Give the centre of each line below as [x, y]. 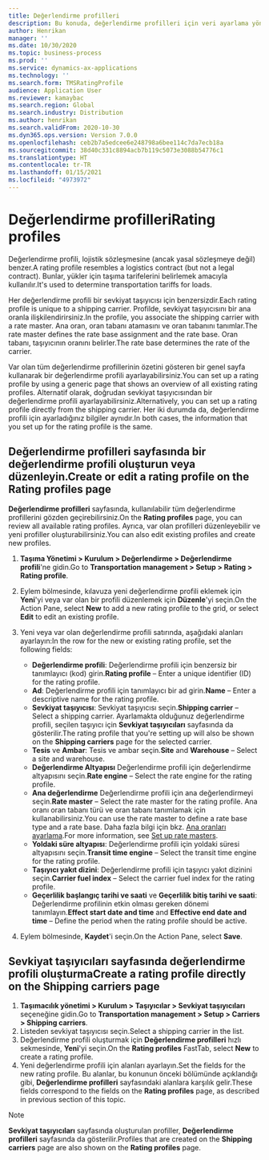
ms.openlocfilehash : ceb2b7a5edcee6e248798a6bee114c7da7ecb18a [116, 142]
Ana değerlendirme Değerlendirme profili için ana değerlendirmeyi [143, 792]
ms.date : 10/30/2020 [43, 46]
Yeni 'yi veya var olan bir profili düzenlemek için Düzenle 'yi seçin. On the [139, 600]
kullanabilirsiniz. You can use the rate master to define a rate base [140, 818]
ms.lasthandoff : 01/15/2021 [55, 173]
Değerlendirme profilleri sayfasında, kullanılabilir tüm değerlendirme [122, 509]
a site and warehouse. [68, 759]
